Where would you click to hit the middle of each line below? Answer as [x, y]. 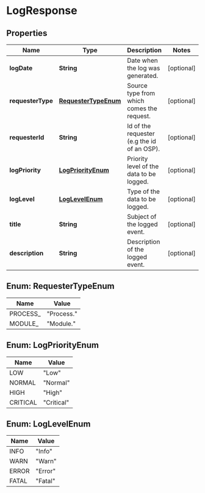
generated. [143, 76]
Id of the [139, 126]
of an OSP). [144, 149]
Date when [142, 60]
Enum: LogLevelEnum [49, 424]
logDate [21, 68]
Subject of [142, 217]
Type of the [143, 191]
